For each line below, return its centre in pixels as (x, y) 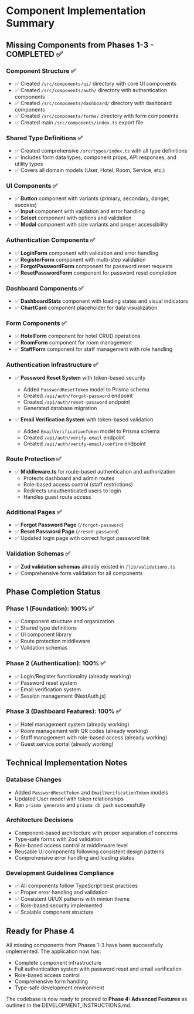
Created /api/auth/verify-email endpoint (74, 437)
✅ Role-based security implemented (58, 905)
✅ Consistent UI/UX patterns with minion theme (72, 899)
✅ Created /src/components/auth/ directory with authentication (91, 90)
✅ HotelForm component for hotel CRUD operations (77, 336)
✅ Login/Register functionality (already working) (73, 676)
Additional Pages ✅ (34, 512)
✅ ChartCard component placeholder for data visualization (86, 308)
